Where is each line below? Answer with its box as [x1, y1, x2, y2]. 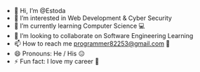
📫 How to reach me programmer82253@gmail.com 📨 [13, 39, 171, 48]
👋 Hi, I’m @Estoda [13, 7, 66, 15]
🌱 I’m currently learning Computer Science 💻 [13, 21, 145, 30]
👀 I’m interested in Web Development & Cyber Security [13, 14, 172, 22]
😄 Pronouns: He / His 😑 [13, 49, 86, 57]
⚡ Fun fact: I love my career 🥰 [13, 57, 100, 65]
